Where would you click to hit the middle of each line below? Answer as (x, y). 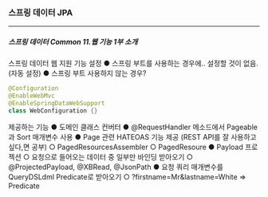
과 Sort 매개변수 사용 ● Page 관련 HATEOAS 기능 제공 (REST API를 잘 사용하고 (132, 136)
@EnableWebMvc (32, 96)
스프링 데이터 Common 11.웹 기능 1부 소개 (73, 41)
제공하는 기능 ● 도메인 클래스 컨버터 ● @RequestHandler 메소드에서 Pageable (133, 127)
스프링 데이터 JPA (41, 12)
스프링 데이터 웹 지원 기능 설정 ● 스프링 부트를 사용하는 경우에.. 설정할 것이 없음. (134, 63)
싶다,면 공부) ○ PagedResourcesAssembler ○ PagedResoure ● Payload (126, 147)
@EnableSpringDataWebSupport (57, 104)
